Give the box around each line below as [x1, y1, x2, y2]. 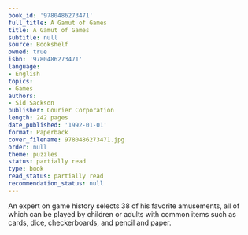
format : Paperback [8, 128, 68, 136]
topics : [8, 77, 34, 85]
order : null [8, 143, 47, 151]
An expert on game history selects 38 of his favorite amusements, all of [8, 201, 240, 211]
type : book [8, 165, 44, 173]
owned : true [8, 48, 47, 56]
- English [8, 70, 41, 78]
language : [8, 63, 41, 71]
